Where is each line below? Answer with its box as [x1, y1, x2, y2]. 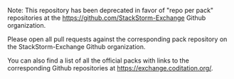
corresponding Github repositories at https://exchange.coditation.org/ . [7, 64, 213, 72]
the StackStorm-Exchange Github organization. [7, 43, 146, 51]
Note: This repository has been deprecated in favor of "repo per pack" [7, 6, 214, 14]
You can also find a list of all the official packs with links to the [7, 56, 190, 65]
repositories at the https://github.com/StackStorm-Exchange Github [7, 14, 206, 22]
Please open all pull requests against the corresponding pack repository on [7, 35, 228, 43]
